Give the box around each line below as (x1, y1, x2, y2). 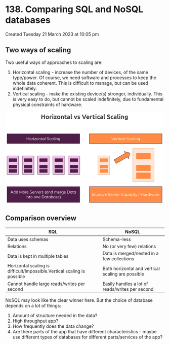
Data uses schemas (7, 236, 49, 242)
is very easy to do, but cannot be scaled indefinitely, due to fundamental (12, 96, 163, 102)
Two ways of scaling (5, 46, 71, 54)
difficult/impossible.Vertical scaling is (7, 268, 85, 274)
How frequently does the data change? (12, 323, 94, 329)
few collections (102, 256, 135, 262)
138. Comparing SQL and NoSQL (5, 4, 144, 15)
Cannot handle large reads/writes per (7, 281, 85, 287)
